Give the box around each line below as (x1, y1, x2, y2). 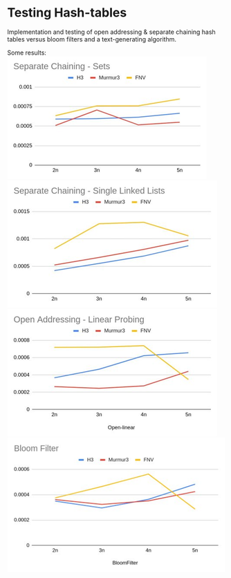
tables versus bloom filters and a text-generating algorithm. (7, 35, 176, 43)
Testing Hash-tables (7, 5, 127, 21)
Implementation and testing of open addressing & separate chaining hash (7, 28, 216, 36)
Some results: (7, 48, 47, 57)
